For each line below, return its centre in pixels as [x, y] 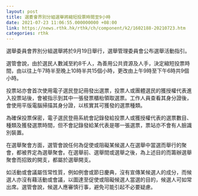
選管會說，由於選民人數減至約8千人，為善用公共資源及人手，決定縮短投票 [95, 64]
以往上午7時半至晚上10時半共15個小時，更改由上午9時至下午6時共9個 [105, 71]
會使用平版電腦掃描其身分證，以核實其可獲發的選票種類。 [76, 105]
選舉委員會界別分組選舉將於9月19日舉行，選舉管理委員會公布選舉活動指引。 [98, 51]
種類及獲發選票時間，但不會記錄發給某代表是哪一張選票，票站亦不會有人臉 [96, 125]
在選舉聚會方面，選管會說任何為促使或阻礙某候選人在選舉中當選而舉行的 [94, 145]
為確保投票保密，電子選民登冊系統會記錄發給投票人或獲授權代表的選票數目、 [99, 118]
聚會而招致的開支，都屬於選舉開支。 [50, 160]
